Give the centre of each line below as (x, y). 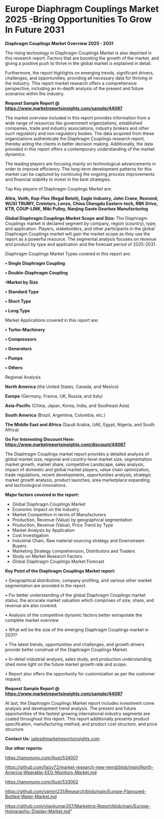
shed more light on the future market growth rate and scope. (66, 664)
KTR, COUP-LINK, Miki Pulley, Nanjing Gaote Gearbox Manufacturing (77, 209)
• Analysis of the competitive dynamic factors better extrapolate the (74, 615)
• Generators (18, 348)
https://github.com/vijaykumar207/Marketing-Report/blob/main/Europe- (78, 806)
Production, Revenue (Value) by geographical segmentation (72, 520)
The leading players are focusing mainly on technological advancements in (81, 164)
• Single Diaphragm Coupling (35, 263)
